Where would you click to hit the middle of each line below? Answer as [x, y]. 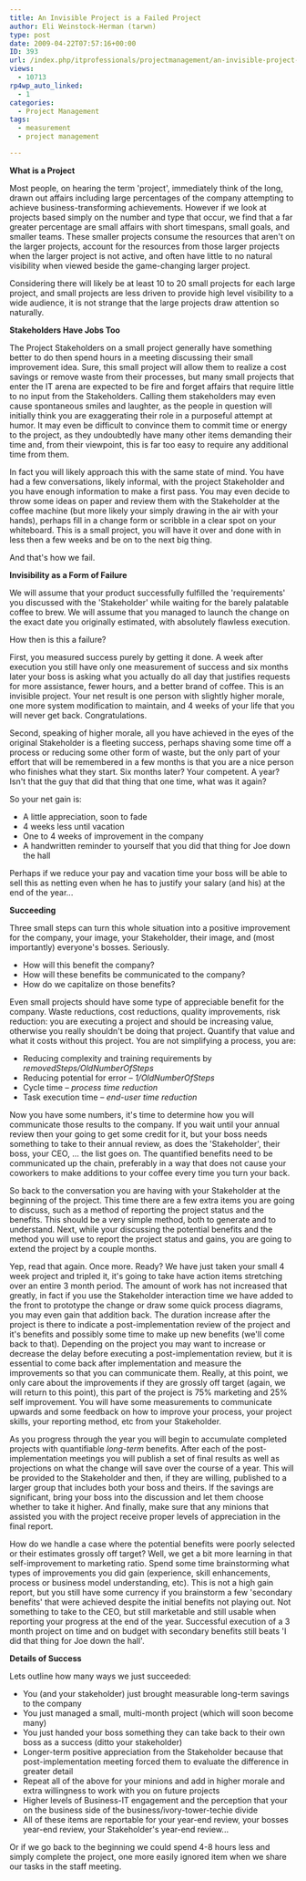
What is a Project [42, 171]
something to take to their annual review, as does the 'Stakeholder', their [145, 1143]
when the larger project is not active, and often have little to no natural [141, 255]
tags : [20, 119]
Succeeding [33, 910]
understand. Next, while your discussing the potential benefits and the [141, 1229]
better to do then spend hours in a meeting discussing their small [131, 357]
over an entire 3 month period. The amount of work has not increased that [148, 1286]
